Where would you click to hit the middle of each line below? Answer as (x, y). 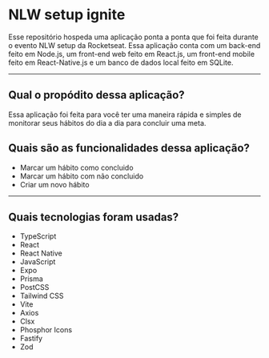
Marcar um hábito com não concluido (82, 176)
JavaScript (38, 262)
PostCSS (34, 288)
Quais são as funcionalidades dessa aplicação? (129, 149)
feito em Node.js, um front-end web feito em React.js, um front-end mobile (131, 54)
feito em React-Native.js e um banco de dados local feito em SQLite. (121, 62)
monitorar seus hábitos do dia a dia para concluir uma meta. (107, 123)
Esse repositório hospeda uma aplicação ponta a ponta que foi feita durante (133, 37)
